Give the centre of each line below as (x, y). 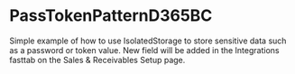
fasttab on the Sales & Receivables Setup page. (97, 60)
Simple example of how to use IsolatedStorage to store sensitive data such (148, 41)
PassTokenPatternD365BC (111, 16)
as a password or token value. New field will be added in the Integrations (144, 50)
